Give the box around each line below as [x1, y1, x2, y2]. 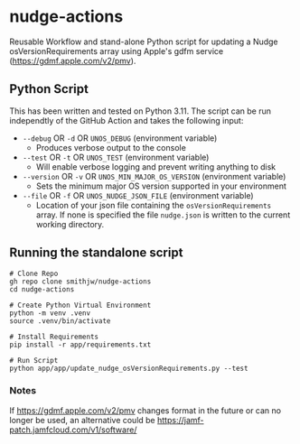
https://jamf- [156, 414, 204, 425]
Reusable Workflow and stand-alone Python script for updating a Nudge [9, 36, 278, 47]
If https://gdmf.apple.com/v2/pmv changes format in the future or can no [9, 404, 282, 416]
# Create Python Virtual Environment [9, 301, 152, 310]
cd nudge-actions [9, 284, 75, 294]
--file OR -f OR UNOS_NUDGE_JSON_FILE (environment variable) [22, 190, 255, 200]
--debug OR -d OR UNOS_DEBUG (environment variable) [22, 133, 218, 143]
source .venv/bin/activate [9, 316, 111, 326]
